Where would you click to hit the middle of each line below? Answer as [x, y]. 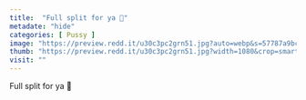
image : [22, 43]
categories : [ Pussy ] [52, 35]
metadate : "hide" [42, 26]
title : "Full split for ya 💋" [69, 18]
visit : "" [28, 60]
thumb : [22, 52]
